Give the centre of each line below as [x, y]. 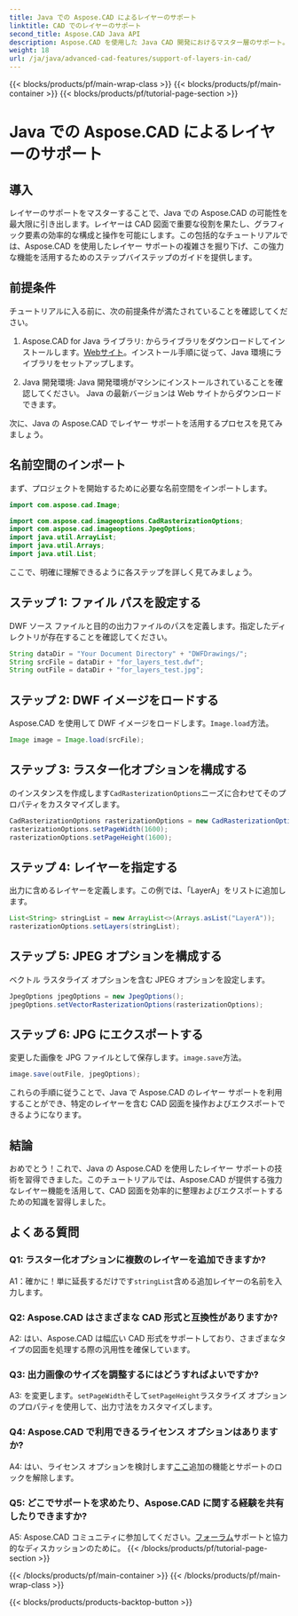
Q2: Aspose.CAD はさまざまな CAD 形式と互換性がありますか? [144, 1317]
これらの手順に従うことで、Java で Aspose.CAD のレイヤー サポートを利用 [146, 1093]
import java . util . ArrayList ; [63, 537]
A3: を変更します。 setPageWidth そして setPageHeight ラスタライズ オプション [148, 1396]
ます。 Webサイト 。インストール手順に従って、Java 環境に [168, 352]
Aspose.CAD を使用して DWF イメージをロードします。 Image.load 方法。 [141, 723]
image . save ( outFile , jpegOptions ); [75, 1075]
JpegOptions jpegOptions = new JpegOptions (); [97, 996]
